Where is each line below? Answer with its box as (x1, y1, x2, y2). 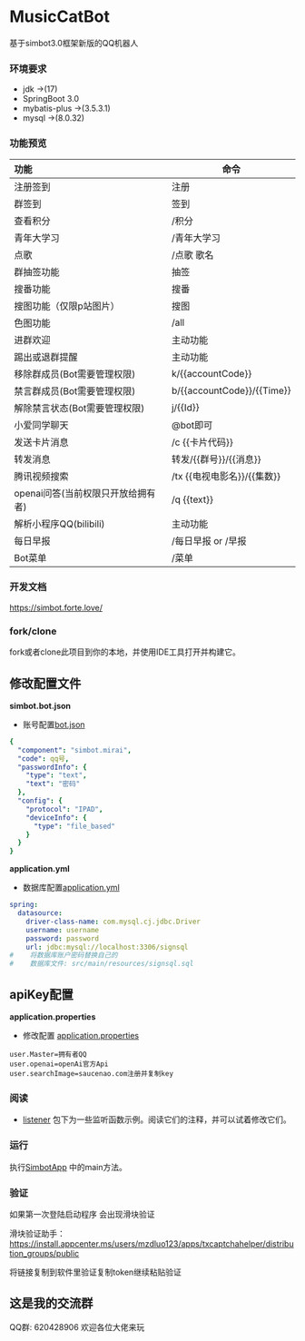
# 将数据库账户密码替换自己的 (9, 951, 118, 960)
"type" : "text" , (25, 771, 88, 780)
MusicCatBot (9, 6, 111, 27)
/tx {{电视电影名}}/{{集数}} (171, 469, 281, 482)
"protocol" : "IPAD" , (25, 804, 103, 813)
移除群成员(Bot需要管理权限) (14, 368, 136, 380)
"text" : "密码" (25, 779, 81, 789)
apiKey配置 (9, 987, 74, 1002)
